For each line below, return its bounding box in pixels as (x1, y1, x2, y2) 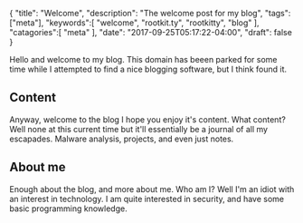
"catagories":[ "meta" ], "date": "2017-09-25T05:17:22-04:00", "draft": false (9, 27, 292, 37)
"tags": (264, 8, 291, 18)
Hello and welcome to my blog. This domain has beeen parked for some (9, 54, 278, 64)
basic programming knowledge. (9, 203, 128, 214)
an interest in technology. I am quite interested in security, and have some (9, 193, 285, 204)
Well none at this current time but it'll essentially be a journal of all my (9, 123, 269, 134)
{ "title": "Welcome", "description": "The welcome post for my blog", (9, 8, 263, 18)
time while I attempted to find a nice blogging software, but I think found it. (9, 63, 288, 74)
